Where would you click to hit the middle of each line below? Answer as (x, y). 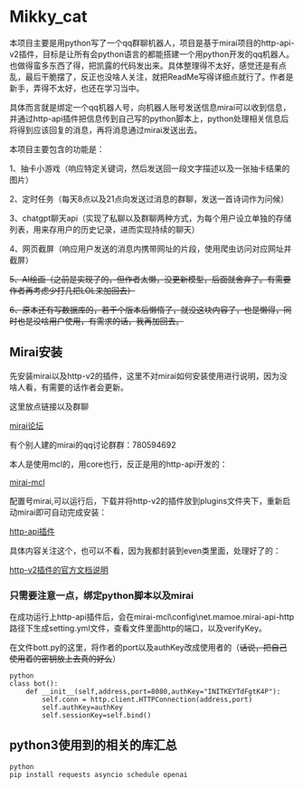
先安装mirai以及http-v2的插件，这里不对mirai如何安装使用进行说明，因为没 (148, 375)
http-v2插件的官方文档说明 (59, 570)
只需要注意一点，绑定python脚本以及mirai (102, 595)
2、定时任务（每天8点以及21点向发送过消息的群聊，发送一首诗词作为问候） (149, 199)
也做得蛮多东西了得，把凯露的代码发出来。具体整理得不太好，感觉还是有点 (148, 65)
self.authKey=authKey (83, 707)
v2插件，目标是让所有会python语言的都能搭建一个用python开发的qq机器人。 (152, 54)
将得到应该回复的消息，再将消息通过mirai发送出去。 (106, 129)
